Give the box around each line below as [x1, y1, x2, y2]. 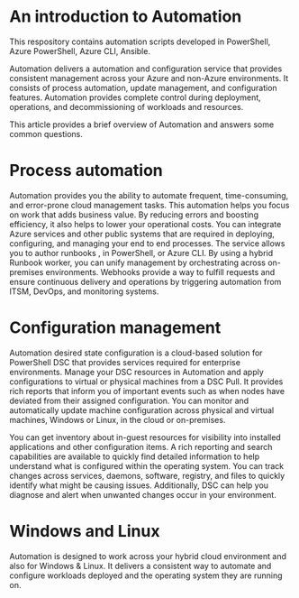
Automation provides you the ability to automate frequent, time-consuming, [9, 189, 289, 200]
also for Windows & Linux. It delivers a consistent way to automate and [9, 560, 272, 571]
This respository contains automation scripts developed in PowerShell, [9, 36, 271, 47]
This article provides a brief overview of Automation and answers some [9, 119, 275, 130]
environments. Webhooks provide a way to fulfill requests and [45, 266, 276, 277]
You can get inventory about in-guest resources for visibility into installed [9, 431, 281, 443]
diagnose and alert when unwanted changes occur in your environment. [9, 489, 276, 500]
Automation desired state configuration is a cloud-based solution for [9, 347, 263, 358]
